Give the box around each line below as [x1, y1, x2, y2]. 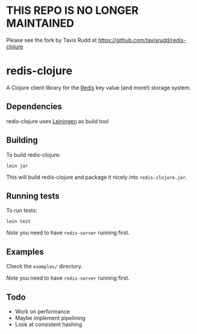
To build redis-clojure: [6, 151, 61, 158]
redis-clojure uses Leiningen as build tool [6, 117, 109, 124]
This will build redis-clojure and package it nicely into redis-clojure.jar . [6, 173, 187, 181]
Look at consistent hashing [14, 321, 83, 328]
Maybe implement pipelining [14, 314, 86, 321]
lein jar [6, 162, 28, 169]
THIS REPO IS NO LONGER [6, 4, 139, 18]
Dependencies [6, 101, 62, 112]
